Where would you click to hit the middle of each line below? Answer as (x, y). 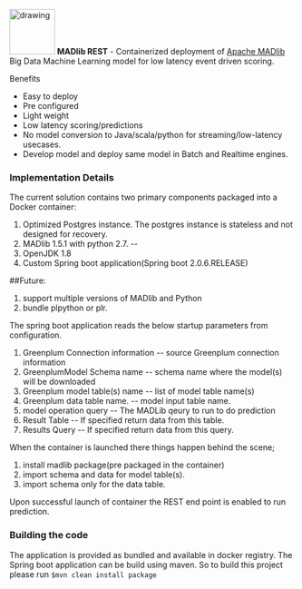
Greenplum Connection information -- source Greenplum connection (151, 353)
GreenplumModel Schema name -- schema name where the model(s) (152, 372)
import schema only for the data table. (94, 485)
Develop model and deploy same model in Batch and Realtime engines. (155, 154)
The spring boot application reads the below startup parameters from (139, 326)
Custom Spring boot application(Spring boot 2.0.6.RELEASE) (135, 263)
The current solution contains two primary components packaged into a (144, 197)
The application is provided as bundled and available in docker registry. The (151, 555)
